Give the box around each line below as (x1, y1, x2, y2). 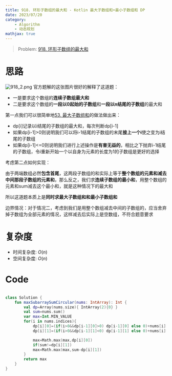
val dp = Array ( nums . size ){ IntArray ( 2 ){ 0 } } (24, 304, 118, 310)
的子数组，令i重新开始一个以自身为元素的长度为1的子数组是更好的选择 (12, 148, 160, 154)
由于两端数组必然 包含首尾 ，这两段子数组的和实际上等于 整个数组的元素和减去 (5, 170, 167, 176)
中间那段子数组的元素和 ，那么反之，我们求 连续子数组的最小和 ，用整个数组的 (5, 176, 167, 182)
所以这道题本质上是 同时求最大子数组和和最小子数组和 (5, 194, 118, 200)
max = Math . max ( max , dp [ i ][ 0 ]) (32, 338, 93, 343)
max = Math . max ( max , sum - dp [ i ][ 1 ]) (32, 347, 102, 352)
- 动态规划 (14, 27, 35, 32)
